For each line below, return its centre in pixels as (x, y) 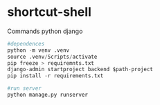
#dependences (26, 44)
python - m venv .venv (38, 50)
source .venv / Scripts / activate (52, 57)
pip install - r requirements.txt (55, 76)
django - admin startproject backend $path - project (80, 70)
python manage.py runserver (48, 95)
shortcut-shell (49, 12)
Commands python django (45, 31)
